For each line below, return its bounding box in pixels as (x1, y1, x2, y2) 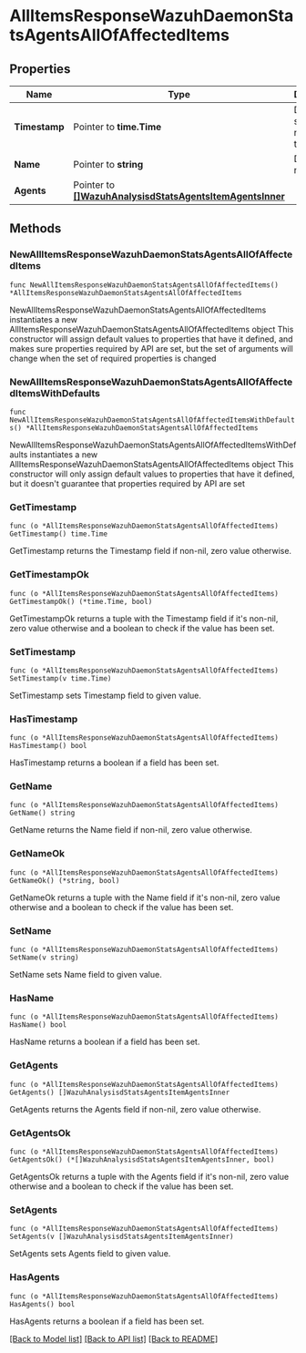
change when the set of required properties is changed (9, 353, 217, 364)
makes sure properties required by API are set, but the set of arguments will (9, 343, 293, 354)
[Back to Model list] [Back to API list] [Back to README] (9, 1333, 219, 1344)
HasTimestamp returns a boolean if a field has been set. (9, 757, 219, 768)
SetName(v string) (9, 953, 79, 962)
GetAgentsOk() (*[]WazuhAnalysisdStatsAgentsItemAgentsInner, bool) (9, 1154, 275, 1164)
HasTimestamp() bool (9, 742, 88, 751)
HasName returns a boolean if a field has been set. (9, 1036, 200, 1048)
